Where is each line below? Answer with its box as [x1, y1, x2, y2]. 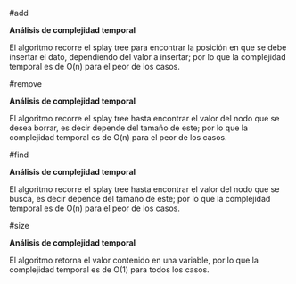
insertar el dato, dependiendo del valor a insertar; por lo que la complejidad [9, 52, 286, 62]
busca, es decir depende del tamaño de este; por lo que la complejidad [9, 194, 271, 204]
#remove [9, 79, 43, 88]
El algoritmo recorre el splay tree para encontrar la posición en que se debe [9, 42, 287, 53]
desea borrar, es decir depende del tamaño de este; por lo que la [9, 122, 248, 133]
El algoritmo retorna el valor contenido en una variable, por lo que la [9, 255, 259, 265]
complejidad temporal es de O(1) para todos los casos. [9, 264, 210, 275]
